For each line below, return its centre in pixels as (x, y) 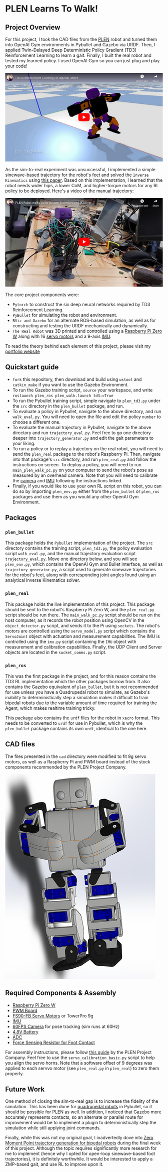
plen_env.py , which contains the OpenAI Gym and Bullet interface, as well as (84, 564)
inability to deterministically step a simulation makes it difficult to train (77, 697)
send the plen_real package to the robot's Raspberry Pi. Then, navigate (86, 454)
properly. (14, 1073)
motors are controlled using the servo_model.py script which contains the (80, 631)
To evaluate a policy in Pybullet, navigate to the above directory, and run (87, 411)
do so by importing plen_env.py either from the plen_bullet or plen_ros (86, 491)
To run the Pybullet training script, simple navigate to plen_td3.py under (86, 401)
